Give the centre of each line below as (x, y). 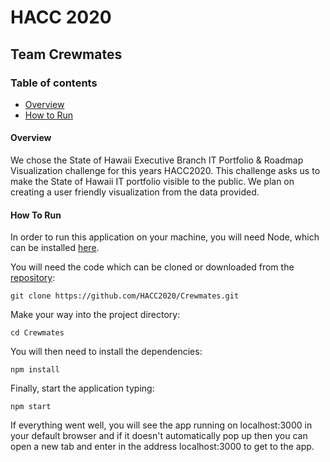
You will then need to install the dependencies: (106, 352)
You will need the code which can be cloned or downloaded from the (152, 267)
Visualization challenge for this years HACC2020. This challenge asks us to (165, 171)
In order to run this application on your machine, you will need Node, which (165, 237)
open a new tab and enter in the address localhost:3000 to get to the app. (162, 447)
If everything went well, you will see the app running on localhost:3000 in (161, 425)
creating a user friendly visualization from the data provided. (135, 192)
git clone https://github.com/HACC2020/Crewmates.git (125, 296)
